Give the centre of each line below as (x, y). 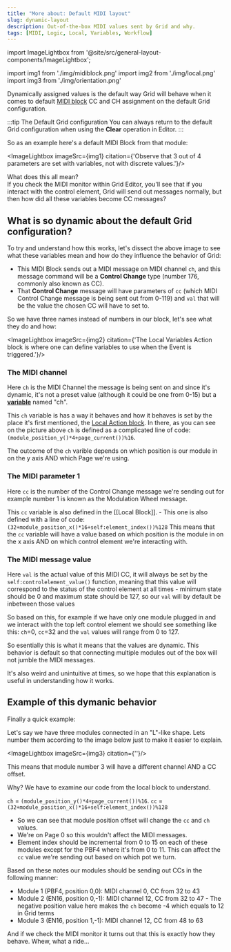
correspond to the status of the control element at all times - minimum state (114, 589)
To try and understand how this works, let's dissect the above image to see (114, 248)
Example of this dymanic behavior (82, 702)
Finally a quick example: (41, 719)
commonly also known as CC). (61, 283)
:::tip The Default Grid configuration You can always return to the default (110, 122)
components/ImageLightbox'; (49, 60)
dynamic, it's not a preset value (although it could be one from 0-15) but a (112, 395)
